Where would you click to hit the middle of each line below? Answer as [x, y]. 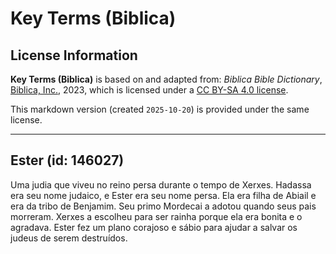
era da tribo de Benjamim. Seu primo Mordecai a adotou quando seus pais [163, 206]
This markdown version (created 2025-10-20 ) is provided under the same [160, 109]
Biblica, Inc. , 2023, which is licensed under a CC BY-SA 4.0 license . [149, 90]
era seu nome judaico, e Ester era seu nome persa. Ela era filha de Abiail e [163, 195]
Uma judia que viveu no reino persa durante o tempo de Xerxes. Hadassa [161, 184]
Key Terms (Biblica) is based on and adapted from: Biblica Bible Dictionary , [166, 79]
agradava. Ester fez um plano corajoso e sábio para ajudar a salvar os [154, 227]
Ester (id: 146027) [67, 160]
